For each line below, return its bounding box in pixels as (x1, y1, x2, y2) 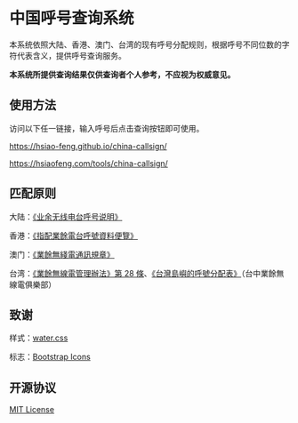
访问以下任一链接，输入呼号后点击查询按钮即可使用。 (9, 123, 205, 133)
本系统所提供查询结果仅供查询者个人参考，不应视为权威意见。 (9, 68, 236, 80)
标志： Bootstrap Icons (9, 352, 91, 363)
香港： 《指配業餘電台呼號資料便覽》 (9, 230, 138, 241)
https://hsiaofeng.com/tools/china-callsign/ (9, 157, 169, 169)
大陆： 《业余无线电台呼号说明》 (9, 211, 123, 222)
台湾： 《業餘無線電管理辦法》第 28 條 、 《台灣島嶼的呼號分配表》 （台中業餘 (9, 267, 278, 278)
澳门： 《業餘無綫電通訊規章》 (9, 249, 115, 259)
